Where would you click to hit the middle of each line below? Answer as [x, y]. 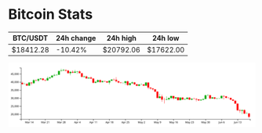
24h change [76, 38]
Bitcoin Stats [51, 14]
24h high [122, 38]
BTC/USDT [31, 38]
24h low [166, 38]
